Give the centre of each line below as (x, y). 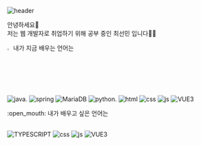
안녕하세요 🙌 (23, 25)
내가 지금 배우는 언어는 (44, 48)
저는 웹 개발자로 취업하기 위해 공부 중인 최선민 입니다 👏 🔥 (82, 33)
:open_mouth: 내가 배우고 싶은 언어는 (58, 113)
